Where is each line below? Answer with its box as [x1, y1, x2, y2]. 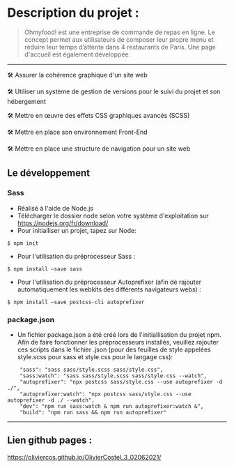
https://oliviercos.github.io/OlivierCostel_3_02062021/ [7, 453, 162, 461]
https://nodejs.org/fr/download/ [17, 218, 109, 227]
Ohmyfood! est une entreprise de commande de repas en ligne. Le [24, 28, 216, 36]
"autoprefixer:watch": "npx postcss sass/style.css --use [19, 391, 192, 398]
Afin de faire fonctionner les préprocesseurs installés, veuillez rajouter [17, 338, 219, 346]
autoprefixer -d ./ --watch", [7, 396, 95, 404]
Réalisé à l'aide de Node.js [17, 204, 94, 212]
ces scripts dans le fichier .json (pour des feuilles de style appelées [17, 345, 211, 354]
